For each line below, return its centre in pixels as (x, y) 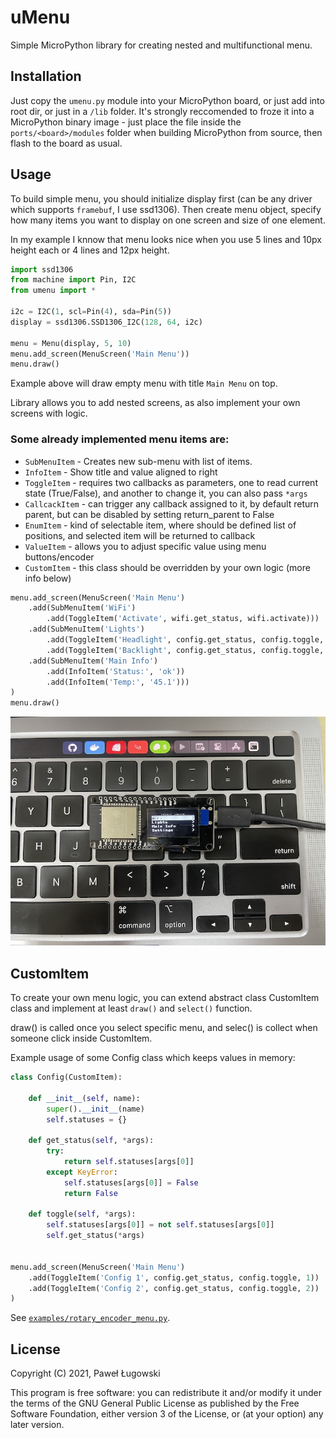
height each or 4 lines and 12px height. (90, 250)
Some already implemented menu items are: (120, 439)
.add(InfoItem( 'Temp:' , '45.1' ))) (118, 682)
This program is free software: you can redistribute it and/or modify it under (166, 1393)
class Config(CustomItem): (66, 1077)
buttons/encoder (59, 557)
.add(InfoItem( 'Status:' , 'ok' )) (116, 671)
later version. (37, 1425)
